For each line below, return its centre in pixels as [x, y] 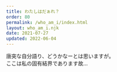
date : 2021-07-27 [27, 33]
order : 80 [18, 17]
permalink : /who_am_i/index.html [47, 22]
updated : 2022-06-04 [31, 39]
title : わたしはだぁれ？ [33, 11]
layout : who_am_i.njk [33, 28]
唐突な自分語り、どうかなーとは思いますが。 [60, 56]
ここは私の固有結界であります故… [47, 63]
